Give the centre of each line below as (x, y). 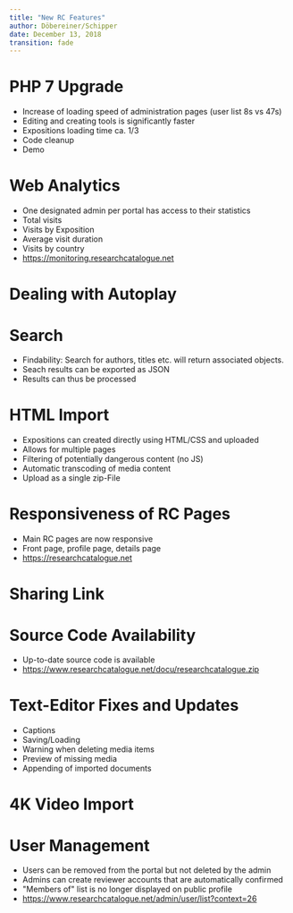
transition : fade (42, 43)
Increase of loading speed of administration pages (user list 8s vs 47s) (152, 112)
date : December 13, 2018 (55, 34)
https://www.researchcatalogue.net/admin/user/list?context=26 (139, 899)
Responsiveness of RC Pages (120, 514)
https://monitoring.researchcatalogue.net (98, 258)
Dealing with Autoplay (93, 294)
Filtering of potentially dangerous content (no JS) (113, 459)
